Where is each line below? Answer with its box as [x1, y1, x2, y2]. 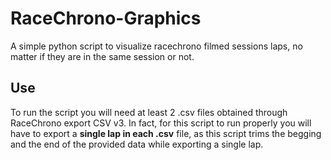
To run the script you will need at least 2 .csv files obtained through [10, 106, 288, 118]
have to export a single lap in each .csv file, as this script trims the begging [10, 127, 322, 139]
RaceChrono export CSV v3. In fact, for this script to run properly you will [10, 117, 312, 129]
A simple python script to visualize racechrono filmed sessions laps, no [10, 40, 303, 52]
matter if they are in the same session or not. [10, 50, 195, 62]
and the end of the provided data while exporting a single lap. [10, 138, 264, 150]
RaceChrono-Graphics [10, 7, 202, 30]
